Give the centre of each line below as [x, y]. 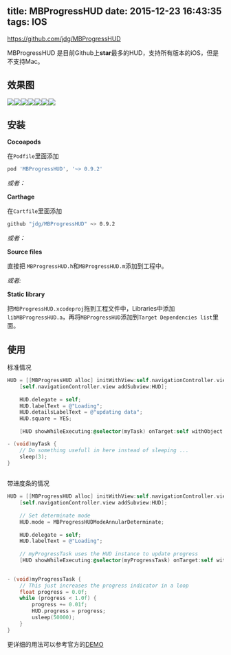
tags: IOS [27, 22]
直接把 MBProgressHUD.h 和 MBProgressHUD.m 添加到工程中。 [87, 266]
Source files [25, 252]
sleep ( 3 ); [34, 456]
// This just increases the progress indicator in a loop [104, 586]
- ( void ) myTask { [32, 444]
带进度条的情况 [28, 483]
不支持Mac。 [25, 61]
